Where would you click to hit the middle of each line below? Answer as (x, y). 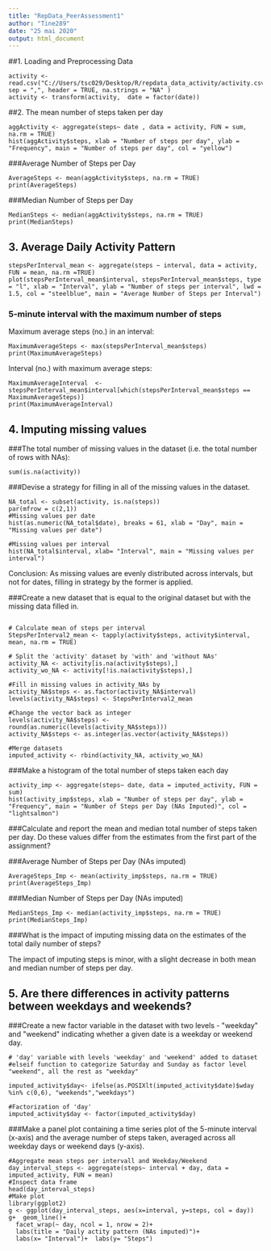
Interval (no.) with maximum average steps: (80, 369)
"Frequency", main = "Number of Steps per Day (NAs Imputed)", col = (128, 807)
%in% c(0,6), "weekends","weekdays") (72, 1093)
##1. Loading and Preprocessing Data (71, 61)
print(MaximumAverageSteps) (56, 354)
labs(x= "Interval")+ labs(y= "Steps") (84, 1238)
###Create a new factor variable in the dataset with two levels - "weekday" (133, 1025)
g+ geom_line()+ (38, 1217)
